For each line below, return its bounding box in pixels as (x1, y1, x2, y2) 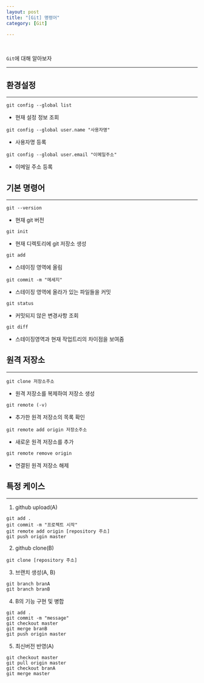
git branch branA (6, 581, 50, 587)
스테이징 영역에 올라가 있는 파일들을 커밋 (15, 289, 111, 295)
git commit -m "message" (6, 615, 69, 621)
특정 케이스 (6, 482, 46, 492)
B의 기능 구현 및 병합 (15, 597, 64, 604)
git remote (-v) (6, 402, 47, 408)
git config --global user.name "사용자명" (6, 127, 110, 133)
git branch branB (6, 586, 50, 592)
